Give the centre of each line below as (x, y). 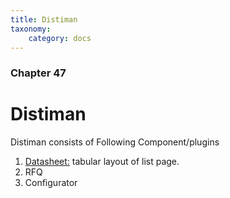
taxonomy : (31, 29)
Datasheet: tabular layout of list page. (102, 162)
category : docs (60, 38)
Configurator (51, 183)
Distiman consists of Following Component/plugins (115, 142)
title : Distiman (44, 19)
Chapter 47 (38, 73)
